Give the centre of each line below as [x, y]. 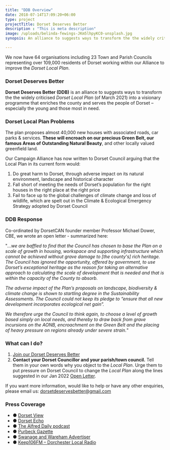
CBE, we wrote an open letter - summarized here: [57, 236]
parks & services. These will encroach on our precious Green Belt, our [80, 138]
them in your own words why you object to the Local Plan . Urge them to [88, 365]
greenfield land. [22, 149]
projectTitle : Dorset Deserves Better [46, 24]
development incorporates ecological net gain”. [55, 304]
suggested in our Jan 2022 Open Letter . [54, 376]
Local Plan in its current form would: [43, 164]
